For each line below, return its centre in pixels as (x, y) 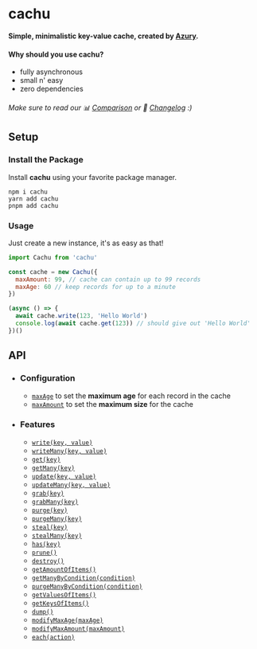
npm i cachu (28, 192)
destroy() (48, 561)
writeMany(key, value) (69, 451)
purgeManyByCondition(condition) (87, 586)
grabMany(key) (55, 502)
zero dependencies (51, 89)
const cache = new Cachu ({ (53, 272)
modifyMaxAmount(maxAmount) (78, 629)
